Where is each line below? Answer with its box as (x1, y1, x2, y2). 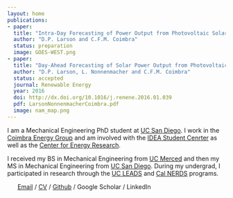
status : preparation (13, 42, 73, 49)
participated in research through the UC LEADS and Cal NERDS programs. (7, 169, 219, 177)
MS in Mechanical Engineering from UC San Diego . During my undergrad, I (7, 161, 221, 170)
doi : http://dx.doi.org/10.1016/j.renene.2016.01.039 (13, 94, 172, 101)
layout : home (7, 10, 45, 17)
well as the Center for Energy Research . (7, 140, 121, 149)
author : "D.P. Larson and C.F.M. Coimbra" (13, 36, 138, 43)
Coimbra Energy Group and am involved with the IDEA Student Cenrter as (7, 133, 217, 142)
